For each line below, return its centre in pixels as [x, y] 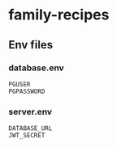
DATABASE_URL [30, 128]
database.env [37, 68]
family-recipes [59, 15]
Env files [31, 45]
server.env [30, 111]
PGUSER [19, 84]
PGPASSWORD [27, 91]
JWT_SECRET [27, 136]
